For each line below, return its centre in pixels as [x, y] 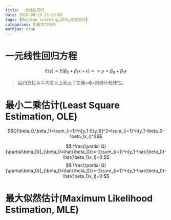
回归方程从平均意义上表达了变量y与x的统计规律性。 [72, 82]
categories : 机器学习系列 [31, 24]
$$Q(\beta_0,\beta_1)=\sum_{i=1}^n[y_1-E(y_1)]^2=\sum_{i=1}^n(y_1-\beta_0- [86, 131]
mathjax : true [20, 29]
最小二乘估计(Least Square [63, 105]
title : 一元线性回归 [25, 10]
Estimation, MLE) [42, 209]
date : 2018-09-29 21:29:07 [34, 15]
